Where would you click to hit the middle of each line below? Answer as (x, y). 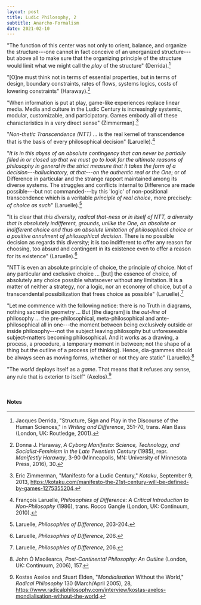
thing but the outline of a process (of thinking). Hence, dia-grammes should (100, 350)
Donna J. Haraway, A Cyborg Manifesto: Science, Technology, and (97, 445)
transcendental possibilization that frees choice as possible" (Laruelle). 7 (95, 293)
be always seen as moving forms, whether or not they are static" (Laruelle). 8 (101, 357)
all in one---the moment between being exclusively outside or (117, 325)
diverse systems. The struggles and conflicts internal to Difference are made (101, 185)
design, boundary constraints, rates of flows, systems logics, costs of (92, 83)
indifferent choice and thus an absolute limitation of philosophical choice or (100, 229)
